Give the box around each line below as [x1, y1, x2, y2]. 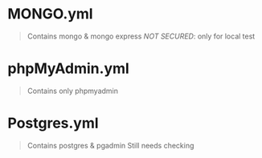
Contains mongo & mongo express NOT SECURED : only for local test [27, 31, 256, 41]
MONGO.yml [7, 5, 93, 23]
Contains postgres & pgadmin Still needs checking [27, 140, 194, 150]
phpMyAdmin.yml [7, 59, 129, 78]
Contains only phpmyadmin [27, 86, 118, 95]
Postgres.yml [7, 114, 99, 132]
